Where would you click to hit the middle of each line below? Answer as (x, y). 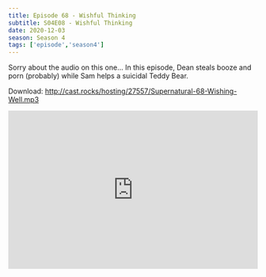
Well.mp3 (24, 100)
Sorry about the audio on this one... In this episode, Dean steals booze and (130, 67)
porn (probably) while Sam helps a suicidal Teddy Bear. (98, 76)
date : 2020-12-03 (37, 30)
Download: (26, 91)
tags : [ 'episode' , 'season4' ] (56, 45)
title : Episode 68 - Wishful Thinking (72, 15)
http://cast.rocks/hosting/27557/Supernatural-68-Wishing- (141, 91)
